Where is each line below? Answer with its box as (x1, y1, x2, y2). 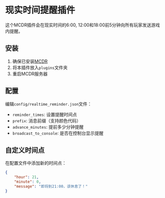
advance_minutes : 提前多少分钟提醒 (12, 124, 84, 130)
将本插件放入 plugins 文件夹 (12, 64, 68, 70)
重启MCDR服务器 (12, 71, 48, 77)
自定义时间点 (5, 146, 45, 154)
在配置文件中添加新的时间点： (5, 160, 66, 166)
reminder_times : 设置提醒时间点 (12, 111, 77, 117)
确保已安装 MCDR (12, 58, 48, 64)
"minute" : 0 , (14, 180, 41, 185)
